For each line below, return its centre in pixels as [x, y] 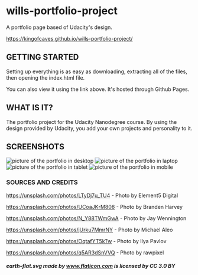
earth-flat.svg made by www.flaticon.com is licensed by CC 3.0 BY [91, 266]
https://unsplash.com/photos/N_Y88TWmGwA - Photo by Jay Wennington [96, 218]
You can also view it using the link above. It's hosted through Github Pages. [98, 89]
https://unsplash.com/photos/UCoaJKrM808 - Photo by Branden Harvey [95, 207]
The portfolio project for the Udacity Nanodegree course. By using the [92, 122]
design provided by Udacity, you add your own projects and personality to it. [99, 128]
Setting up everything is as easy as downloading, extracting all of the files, [97, 71]
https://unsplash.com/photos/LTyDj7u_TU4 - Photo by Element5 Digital [92, 195]
